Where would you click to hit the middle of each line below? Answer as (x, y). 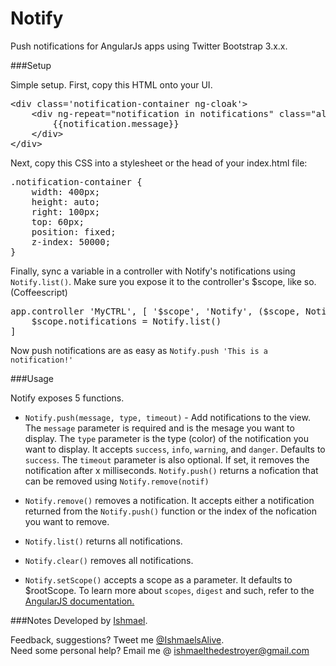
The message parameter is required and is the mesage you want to (159, 428)
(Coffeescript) (39, 292)
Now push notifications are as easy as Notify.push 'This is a (139, 350)
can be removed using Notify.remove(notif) (117, 481)
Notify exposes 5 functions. (67, 398)
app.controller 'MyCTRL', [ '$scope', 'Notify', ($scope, (155, 311)
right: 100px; (66, 211)
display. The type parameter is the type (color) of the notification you (166, 438)
